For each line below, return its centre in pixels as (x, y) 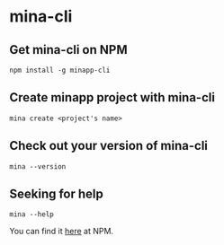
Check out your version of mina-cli (109, 146)
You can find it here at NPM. (62, 232)
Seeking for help (56, 194)
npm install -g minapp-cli (60, 70)
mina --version (38, 166)
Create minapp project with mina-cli (112, 97)
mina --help (31, 214)
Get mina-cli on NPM (68, 50)
